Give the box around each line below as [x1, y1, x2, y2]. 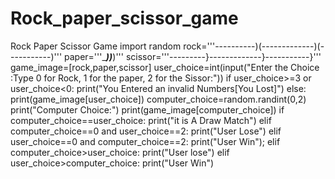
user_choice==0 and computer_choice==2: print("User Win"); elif [10, 135, 281, 147]
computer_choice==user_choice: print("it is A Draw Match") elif [10, 114, 272, 126]
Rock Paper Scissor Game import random [10, 40, 182, 52]
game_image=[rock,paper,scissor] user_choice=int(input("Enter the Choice [10, 61, 320, 73]
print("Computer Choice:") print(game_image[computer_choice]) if [10, 103, 285, 116]
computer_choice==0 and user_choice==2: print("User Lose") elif [10, 125, 282, 137]
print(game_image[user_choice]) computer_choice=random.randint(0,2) [10, 93, 307, 105]
